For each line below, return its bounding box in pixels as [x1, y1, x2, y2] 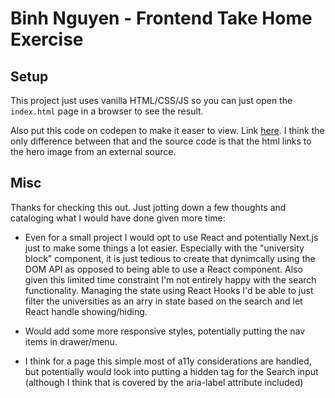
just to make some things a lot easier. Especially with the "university [24, 242, 305, 254]
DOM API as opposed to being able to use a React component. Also [24, 263, 303, 275]
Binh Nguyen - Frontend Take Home [10, 7, 313, 30]
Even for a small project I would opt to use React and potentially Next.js [24, 231, 319, 243]
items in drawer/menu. [24, 335, 118, 347]
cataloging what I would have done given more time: [10, 212, 226, 224]
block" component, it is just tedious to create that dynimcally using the [24, 252, 316, 264]
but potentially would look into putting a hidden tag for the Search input [24, 365, 319, 377]
